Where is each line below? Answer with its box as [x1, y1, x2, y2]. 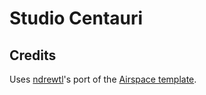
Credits [9, 47, 57, 64]
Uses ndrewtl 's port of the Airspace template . [9, 73, 197, 85]
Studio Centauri [9, 7, 144, 30]
